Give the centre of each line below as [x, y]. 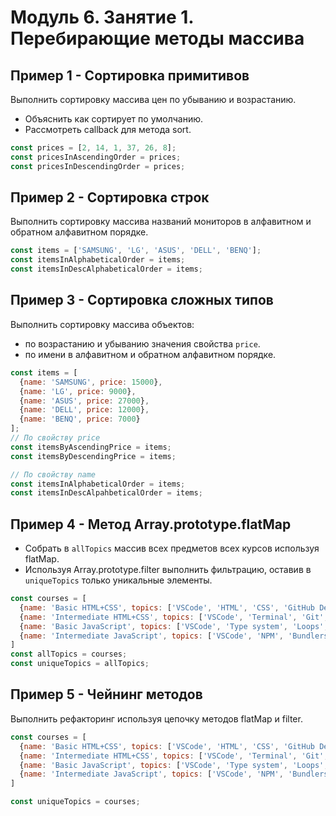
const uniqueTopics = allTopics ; [80, 664]
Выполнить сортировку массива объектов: [102, 324]
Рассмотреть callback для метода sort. [108, 129]
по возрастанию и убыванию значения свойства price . [142, 343]
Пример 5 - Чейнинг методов [106, 694]
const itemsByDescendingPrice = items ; [93, 456]
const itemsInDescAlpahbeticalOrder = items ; [106, 493]
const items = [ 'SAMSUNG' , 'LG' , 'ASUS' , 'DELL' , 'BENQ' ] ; [136, 251]
